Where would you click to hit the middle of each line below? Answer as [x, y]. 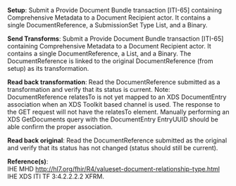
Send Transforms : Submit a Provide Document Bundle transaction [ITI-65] [116, 39]
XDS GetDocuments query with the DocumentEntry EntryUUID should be [113, 119]
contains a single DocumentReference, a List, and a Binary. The [99, 53]
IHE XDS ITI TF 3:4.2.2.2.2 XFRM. [56, 176]
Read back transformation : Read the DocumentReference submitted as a [114, 82]
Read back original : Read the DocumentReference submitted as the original [117, 140]
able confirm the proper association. [60, 127]
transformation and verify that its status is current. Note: [89, 89]
